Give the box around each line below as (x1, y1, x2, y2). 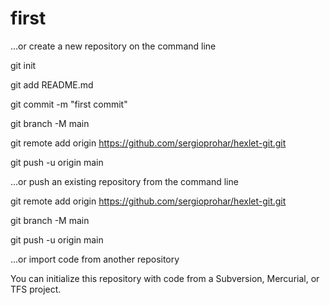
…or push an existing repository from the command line (10, 175, 239, 187)
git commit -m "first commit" (10, 98, 128, 110)
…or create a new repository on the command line (10, 40, 217, 52)
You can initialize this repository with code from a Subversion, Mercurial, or (10, 272, 320, 284)
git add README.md (10, 78, 94, 91)
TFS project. (10, 283, 62, 295)
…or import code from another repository (10, 253, 180, 265)
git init (10, 59, 37, 71)
